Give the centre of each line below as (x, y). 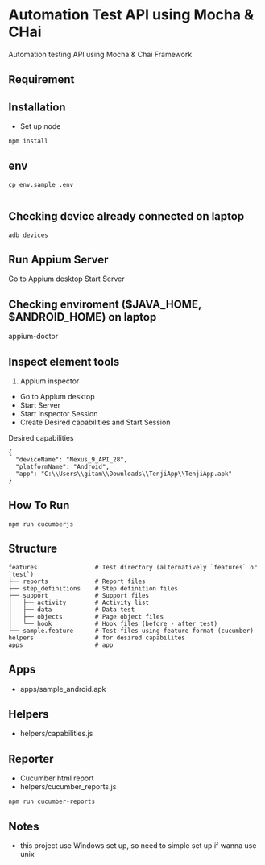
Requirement (41, 79)
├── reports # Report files (77, 581)
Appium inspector (50, 381)
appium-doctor (33, 337)
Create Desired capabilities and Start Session (95, 422)
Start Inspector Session (59, 414)
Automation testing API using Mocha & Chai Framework (100, 54)
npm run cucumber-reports (52, 802)
